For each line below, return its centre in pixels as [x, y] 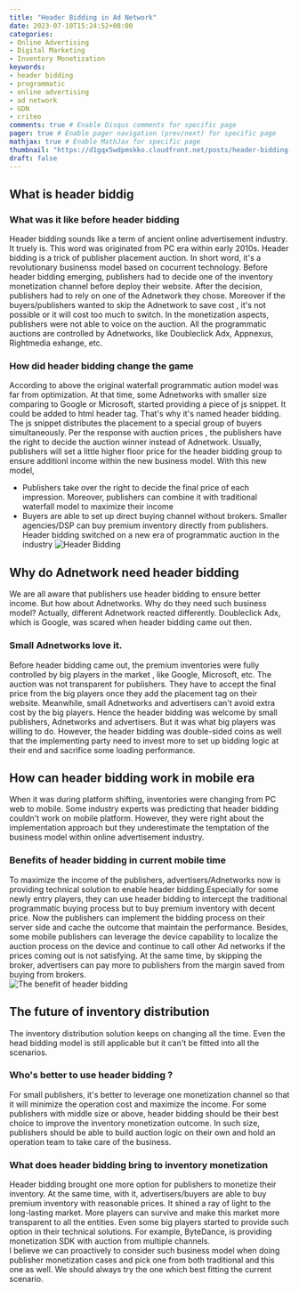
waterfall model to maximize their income [97, 507]
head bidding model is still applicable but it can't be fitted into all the [134, 1043]
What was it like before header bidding [94, 219]
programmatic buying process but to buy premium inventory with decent [142, 908]
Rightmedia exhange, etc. [56, 343]
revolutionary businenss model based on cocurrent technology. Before [139, 267]
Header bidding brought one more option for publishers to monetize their [143, 1184]
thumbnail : [29, 150]
